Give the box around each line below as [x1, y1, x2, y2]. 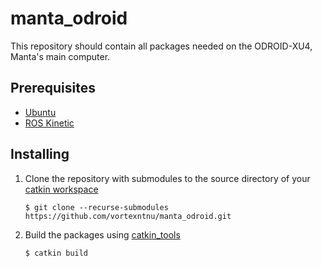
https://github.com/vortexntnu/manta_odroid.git [24, 211, 232, 221]
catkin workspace [24, 183, 99, 195]
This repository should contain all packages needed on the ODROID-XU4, [10, 40, 313, 52]
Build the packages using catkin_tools [24, 228, 181, 241]
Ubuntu [24, 106, 57, 118]
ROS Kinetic [24, 117, 75, 129]
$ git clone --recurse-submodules [24, 202, 169, 212]
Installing [10, 146, 70, 163]
